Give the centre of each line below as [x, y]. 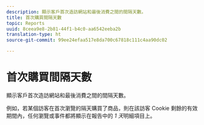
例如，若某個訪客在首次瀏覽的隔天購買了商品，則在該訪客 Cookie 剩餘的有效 [102, 108]
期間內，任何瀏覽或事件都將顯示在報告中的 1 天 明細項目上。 [81, 115]
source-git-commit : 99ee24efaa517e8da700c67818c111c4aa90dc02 [87, 40]
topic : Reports [26, 23]
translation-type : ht [34, 35]
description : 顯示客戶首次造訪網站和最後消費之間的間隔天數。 [76, 12]
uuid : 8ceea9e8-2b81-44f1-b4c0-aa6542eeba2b [64, 29]
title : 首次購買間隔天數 [34, 18]
